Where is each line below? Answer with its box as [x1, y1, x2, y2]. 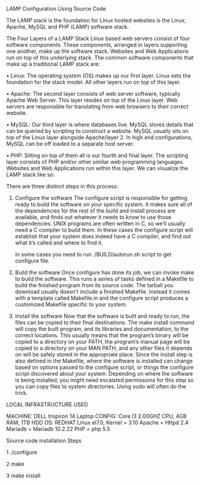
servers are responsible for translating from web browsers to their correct [6, 103, 189, 110]
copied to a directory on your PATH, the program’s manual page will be [14, 338, 190, 345]
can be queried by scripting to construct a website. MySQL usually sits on [6, 128, 189, 134]
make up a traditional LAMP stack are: [6, 60, 100, 67]
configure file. [14, 257, 50, 264]
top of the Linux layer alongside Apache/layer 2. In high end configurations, [6, 134, 193, 141]
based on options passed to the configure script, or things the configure [14, 364, 194, 371]
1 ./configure [6, 448, 38, 456]
